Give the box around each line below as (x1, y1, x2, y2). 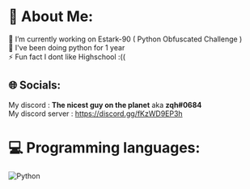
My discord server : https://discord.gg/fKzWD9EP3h (8, 109, 184, 118)
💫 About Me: (8, 7, 94, 26)
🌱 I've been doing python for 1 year (8, 42, 125, 52)
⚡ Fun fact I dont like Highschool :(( (8, 52, 126, 62)
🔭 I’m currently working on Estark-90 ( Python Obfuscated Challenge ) (8, 34, 243, 44)
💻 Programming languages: (8, 138, 201, 157)
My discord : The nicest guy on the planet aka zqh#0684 (8, 100, 202, 110)
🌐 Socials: (8, 79, 61, 92)
